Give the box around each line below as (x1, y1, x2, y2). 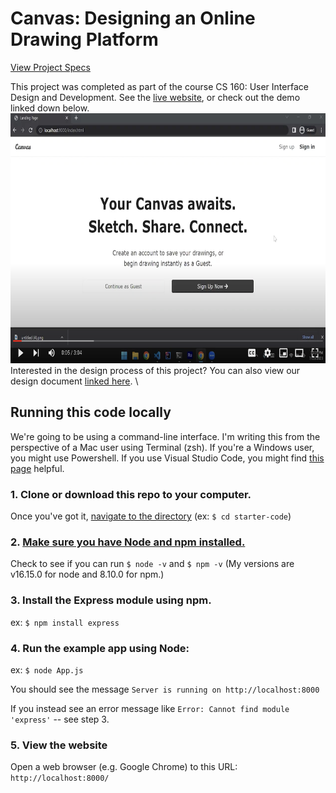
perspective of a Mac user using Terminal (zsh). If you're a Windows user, (10, 441, 315, 453)
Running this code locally (10, 404, 172, 421)
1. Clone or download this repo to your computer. (10, 487, 252, 501)
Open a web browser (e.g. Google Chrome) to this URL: (10, 761, 238, 773)
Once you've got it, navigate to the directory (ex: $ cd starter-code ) (10, 510, 292, 522)
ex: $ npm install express (10, 616, 120, 628)
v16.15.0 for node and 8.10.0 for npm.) (10, 568, 165, 581)
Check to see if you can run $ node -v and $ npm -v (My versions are (10, 558, 295, 570)
